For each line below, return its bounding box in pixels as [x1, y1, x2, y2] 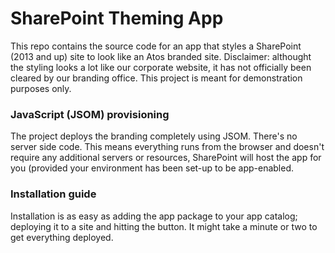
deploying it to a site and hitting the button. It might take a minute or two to [10, 220, 318, 232]
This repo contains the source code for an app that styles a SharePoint [10, 40, 302, 52]
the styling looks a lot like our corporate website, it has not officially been [10, 61, 312, 73]
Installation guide [10, 187, 97, 201]
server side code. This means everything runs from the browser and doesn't [10, 141, 325, 153]
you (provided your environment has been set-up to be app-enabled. [10, 162, 295, 174]
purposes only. [10, 82, 72, 94]
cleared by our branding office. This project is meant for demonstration [10, 72, 303, 84]
